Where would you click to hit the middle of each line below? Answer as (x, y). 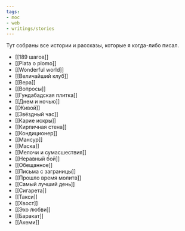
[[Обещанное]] (33, 165)
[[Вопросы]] (30, 89)
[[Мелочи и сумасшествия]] (50, 153)
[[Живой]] (27, 108)
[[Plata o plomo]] (36, 63)
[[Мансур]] (29, 140)
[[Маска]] (27, 146)
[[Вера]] (25, 83)
